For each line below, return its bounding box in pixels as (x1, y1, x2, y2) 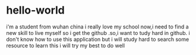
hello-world (6, 4, 65, 17)
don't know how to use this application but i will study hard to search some (6, 35, 189, 43)
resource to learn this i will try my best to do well (6, 42, 125, 49)
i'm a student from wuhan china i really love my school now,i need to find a (6, 23, 189, 30)
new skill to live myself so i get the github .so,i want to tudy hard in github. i (6, 29, 190, 36)
